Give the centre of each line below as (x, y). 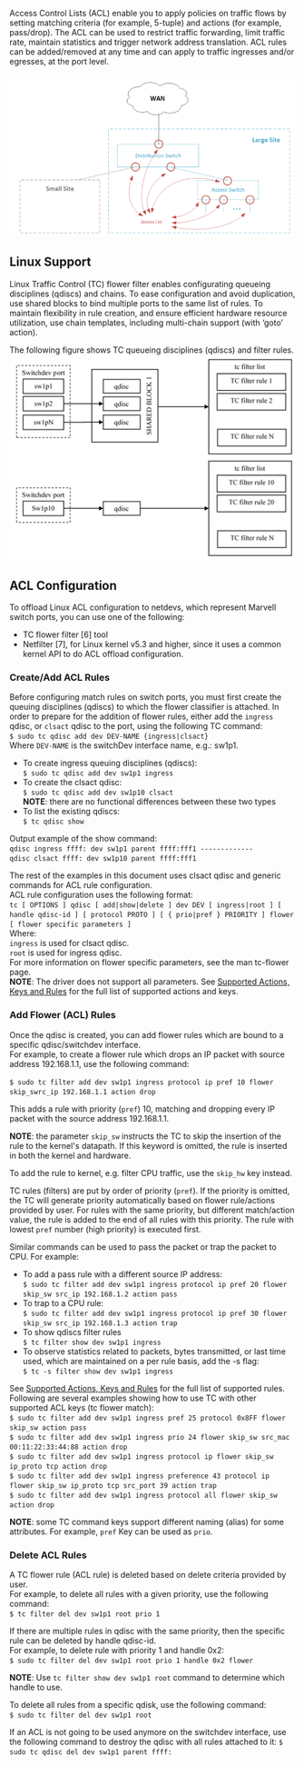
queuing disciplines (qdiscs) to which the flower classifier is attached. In (144, 707)
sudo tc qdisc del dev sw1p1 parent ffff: (91, 1752)
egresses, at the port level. (59, 61)
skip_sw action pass (49, 1427)
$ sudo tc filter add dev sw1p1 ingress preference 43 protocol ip (140, 1476)
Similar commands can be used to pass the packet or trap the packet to (143, 1247)
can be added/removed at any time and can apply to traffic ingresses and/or (152, 52)
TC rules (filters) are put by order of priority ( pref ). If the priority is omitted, (150, 1191)
